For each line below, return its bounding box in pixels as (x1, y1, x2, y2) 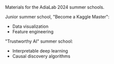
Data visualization (12, 23, 49, 29)
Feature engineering (12, 29, 54, 34)
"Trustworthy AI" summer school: (5, 38, 73, 44)
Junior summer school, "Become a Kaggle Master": (5, 14, 110, 19)
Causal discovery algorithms (12, 53, 71, 59)
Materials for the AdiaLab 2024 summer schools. (5, 4, 105, 10)
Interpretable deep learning (12, 48, 68, 54)
